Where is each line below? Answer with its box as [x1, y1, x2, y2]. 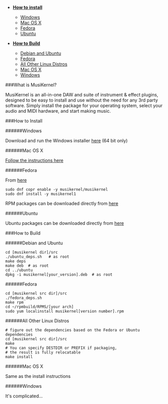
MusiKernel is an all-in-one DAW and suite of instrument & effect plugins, [5, 92, 159, 97]
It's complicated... [5, 393, 43, 399]
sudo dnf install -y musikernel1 [5, 191, 76, 196]
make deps [5, 259, 26, 264]
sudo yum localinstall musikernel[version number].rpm [5, 309, 124, 314]
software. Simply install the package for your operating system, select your [5, 103, 163, 109]
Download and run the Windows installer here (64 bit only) [5, 138, 128, 143]
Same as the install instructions [5, 373, 71, 379]
